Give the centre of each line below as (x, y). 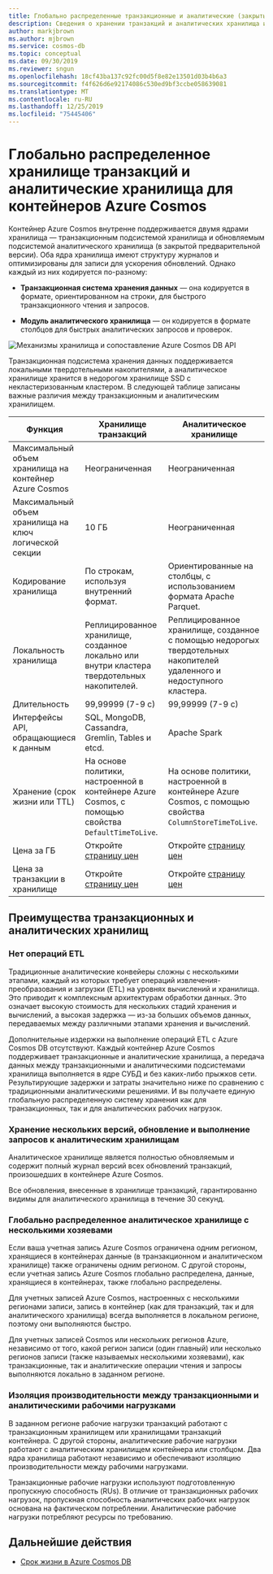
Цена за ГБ (34, 850)
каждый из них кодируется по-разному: (78, 272)
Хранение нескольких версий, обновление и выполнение (129, 1129)
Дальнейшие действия (70, 1542)
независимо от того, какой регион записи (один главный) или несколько (135, 1348)
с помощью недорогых (214, 640)
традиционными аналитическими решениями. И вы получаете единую (132, 1091)
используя (106, 580)
